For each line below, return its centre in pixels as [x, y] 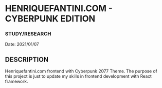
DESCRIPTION [27, 59]
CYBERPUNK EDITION [50, 19]
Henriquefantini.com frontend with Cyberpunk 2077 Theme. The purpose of [81, 71]
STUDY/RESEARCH [28, 34]
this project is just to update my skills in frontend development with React [78, 76]
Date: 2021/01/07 [22, 44]
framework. [17, 81]
